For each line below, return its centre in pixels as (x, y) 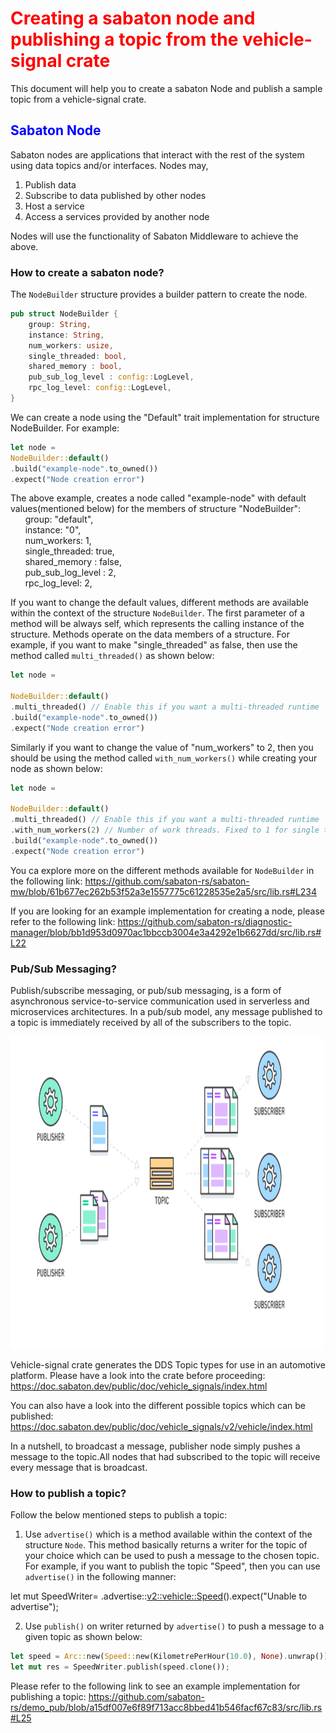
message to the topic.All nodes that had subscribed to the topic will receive (165, 1457)
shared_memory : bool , (75, 367)
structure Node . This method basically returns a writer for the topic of (166, 1545)
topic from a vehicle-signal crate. (78, 99)
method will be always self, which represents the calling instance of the (157, 624)
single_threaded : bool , (78, 356)
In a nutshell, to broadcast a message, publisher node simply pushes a (155, 1446)
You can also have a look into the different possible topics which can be (158, 1406)
